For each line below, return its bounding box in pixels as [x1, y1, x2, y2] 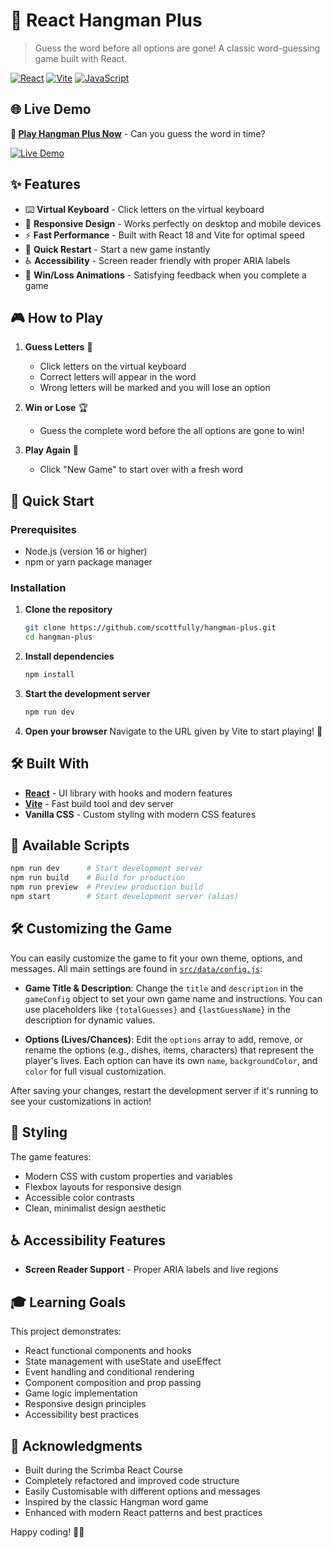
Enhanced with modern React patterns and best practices [24, 1507, 263, 1519]
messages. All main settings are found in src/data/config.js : [10, 962, 263, 974]
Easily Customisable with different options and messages [24, 1485, 261, 1498]
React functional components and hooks [24, 1345, 192, 1357]
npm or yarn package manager [24, 556, 153, 568]
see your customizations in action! [10, 1095, 152, 1107]
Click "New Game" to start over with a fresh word [39, 464, 243, 476]
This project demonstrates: [10, 1325, 122, 1338]
